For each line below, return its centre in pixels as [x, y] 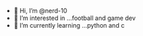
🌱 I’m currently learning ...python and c [69, 25]
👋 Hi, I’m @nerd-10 [40, 11]
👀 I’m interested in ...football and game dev [75, 18]
